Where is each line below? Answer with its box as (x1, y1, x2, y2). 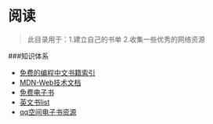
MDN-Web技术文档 (19, 78, 81, 87)
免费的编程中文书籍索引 (19, 67, 96, 77)
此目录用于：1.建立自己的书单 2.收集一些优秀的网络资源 (27, 35, 206, 44)
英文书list (19, 97, 50, 107)
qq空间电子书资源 (19, 107, 77, 116)
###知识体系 (8, 51, 49, 60)
